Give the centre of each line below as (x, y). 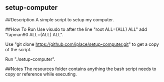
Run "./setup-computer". (30, 59)
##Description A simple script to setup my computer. (59, 19)
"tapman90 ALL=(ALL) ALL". (34, 34)
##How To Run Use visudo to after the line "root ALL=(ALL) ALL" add (76, 29)
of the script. (18, 49)
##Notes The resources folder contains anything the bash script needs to (81, 69)
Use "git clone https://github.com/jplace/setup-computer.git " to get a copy (82, 44)
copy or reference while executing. (41, 74)
